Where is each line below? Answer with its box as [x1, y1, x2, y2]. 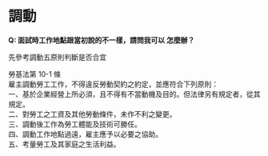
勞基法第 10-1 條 [8, 69, 62, 78]
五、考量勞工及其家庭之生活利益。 [8, 139, 121, 149]
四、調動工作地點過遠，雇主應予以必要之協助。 [8, 129, 162, 138]
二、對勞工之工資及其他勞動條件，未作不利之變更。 [8, 109, 177, 118]
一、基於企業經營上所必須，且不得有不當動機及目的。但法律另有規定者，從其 [8, 89, 261, 98]
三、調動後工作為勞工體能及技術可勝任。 [8, 119, 142, 129]
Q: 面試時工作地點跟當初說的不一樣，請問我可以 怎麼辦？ [8, 35, 195, 45]
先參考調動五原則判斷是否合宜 [8, 52, 106, 62]
